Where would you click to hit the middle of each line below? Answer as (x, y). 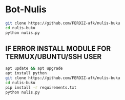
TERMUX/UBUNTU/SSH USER (53, 57)
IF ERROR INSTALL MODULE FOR (58, 48)
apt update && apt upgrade (34, 68)
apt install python (26, 73)
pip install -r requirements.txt (41, 87)
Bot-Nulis (26, 9)
